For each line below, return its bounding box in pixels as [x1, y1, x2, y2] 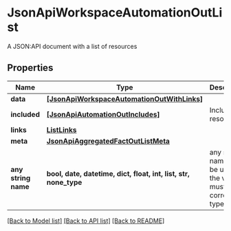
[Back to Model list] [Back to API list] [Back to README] [7, 217, 165, 225]
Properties [7, 62, 54, 74]
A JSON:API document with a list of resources [7, 42, 137, 50]
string [10, 173, 31, 183]
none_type [46, 177, 82, 187]
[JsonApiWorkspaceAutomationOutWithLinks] [46, 94, 203, 104]
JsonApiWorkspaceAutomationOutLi [7, 5, 223, 21]
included [10, 109, 40, 119]
